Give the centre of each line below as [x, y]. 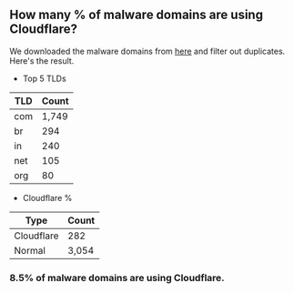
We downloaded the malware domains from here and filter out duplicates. [147, 51]
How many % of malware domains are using [137, 15]
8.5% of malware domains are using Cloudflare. [117, 278]
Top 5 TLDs [44, 78]
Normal [30, 250]
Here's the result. [42, 61]
